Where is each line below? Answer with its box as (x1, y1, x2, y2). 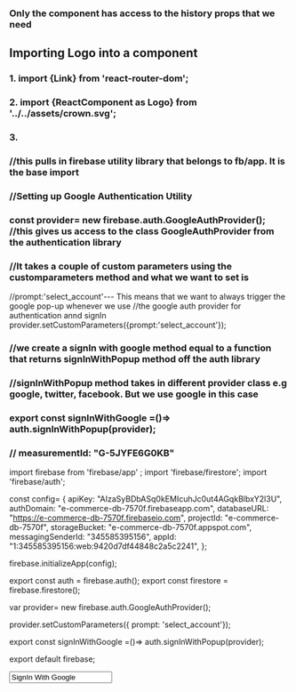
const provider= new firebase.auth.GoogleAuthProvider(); (9, 213, 267, 226)
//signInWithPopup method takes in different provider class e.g (9, 376, 287, 389)
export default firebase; (9, 654, 96, 664)
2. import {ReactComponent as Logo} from (9, 96, 197, 109)
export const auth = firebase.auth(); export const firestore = (9, 575, 228, 586)
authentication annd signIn (9, 310, 107, 321)
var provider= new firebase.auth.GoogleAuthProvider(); (9, 602, 212, 613)
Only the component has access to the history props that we (9, 7, 276, 20)
